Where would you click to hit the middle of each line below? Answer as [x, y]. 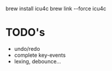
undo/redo [27, 49]
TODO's [25, 33]
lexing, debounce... [38, 61]
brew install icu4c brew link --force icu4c [56, 9]
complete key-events [40, 55]
